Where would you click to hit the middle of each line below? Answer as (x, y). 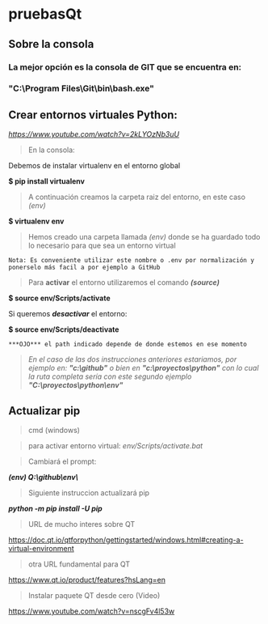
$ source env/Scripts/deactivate (64, 329)
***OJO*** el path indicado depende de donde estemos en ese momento (128, 345)
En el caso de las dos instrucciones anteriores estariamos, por (132, 359)
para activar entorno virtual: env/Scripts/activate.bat (115, 446)
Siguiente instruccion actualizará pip (89, 493)
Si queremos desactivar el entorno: (68, 314)
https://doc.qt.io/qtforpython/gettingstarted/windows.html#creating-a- (126, 540)
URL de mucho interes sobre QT (82, 524)
